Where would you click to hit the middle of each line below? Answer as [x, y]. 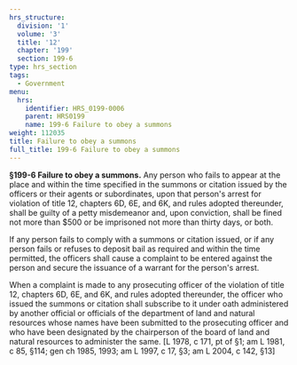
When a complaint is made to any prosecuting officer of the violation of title [147, 284]
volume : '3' [39, 34]
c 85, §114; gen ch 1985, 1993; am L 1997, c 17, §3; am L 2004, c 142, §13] [142, 351]
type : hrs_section [43, 67]
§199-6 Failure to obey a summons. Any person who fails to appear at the [145, 175]
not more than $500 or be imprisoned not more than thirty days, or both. [141, 222]
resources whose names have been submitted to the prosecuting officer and [149, 322]
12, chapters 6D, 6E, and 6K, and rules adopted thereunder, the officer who [146, 294]
